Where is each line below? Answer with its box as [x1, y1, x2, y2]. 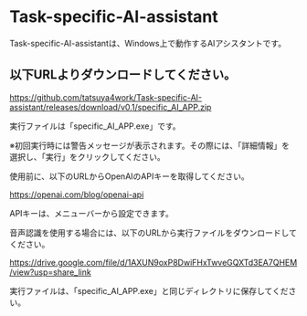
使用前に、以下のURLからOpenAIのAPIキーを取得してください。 [9, 171, 249, 182]
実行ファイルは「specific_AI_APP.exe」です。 [9, 121, 181, 132]
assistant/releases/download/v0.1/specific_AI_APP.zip [9, 101, 212, 112]
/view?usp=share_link [9, 267, 91, 278]
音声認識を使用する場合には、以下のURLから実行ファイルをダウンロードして [9, 226, 297, 238]
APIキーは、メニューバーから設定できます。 [9, 207, 174, 218]
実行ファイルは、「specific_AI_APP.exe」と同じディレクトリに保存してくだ [9, 285, 289, 296]
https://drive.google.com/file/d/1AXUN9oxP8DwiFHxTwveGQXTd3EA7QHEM [9, 257, 298, 268]
